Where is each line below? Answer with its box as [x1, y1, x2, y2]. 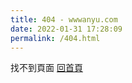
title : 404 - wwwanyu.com [10, 14, 118, 25]
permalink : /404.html [10, 33, 101, 43]
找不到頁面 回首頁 [10, 62, 83, 74]
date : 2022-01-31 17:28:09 [10, 24, 123, 34]
